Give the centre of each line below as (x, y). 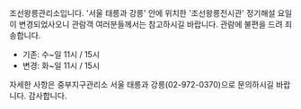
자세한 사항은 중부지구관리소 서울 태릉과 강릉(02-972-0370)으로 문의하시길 (142, 84)
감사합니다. (48, 96)
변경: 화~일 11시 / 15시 (61, 66)
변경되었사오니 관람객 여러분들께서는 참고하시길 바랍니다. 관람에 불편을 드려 (150, 24)
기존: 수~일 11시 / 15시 (61, 54)
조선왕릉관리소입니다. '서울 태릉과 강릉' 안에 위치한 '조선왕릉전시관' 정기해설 (142, 13)
